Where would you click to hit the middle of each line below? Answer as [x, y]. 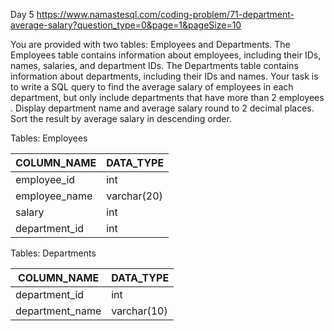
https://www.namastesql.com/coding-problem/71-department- [165, 14]
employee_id [45, 179]
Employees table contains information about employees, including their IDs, [166, 55]
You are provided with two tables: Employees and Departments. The [150, 44]
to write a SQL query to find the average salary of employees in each [152, 87]
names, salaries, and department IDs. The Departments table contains [154, 65]
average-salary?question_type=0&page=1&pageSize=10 [126, 25]
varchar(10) [139, 311]
